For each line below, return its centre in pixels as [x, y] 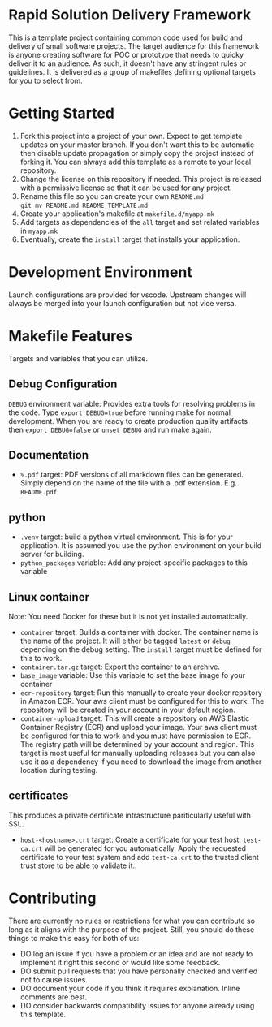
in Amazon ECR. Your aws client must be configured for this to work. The [142, 701]
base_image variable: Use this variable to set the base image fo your [133, 675]
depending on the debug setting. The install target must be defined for [141, 649]
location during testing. [59, 770]
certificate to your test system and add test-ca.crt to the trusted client [140, 857]
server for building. [52, 554]
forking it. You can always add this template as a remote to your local [136, 162]
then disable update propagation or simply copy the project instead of [137, 153]
